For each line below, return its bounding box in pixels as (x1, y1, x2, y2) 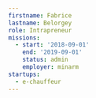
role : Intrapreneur (8, 26, 72, 34)
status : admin (22, 56, 68, 64)
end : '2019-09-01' (22, 48, 83, 56)
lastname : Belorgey (8, 19, 72, 27)
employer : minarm (22, 63, 79, 71)
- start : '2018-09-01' (15, 41, 90, 49)
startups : (8, 70, 41, 78)
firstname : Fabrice (8, 11, 72, 20)
